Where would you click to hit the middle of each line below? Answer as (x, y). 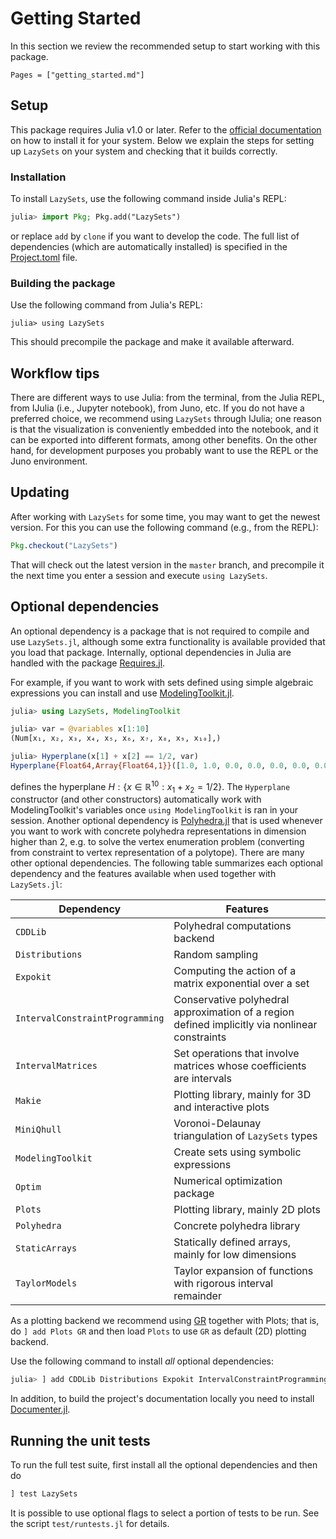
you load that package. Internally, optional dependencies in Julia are (151, 652)
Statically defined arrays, (232, 1242)
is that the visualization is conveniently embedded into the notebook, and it (164, 429)
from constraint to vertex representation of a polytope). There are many (157, 853)
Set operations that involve (236, 1054)
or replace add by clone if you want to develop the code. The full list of (155, 236)
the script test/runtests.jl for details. (90, 1523)
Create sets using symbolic (237, 1152)
